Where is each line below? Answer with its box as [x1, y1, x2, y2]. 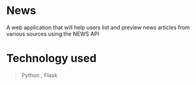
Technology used [6, 52, 97, 66]
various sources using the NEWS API [6, 30, 99, 37]
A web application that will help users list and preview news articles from [6, 24, 190, 31]
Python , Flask [21, 71, 58, 79]
